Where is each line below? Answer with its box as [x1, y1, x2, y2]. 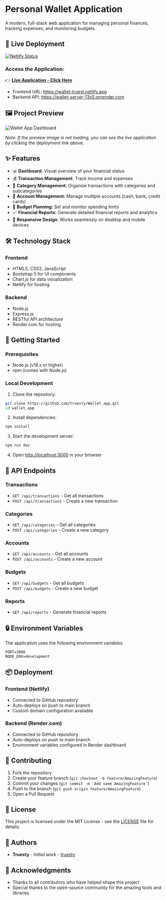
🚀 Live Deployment [5, 40, 65, 48]
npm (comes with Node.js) [12, 367, 67, 373]
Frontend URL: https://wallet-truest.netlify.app [12, 89, 107, 95]
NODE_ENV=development [5, 654, 50, 659]
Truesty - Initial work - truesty [12, 852, 76, 858]
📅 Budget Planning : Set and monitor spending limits [12, 204, 120, 210]
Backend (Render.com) [5, 720, 62, 727]
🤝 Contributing [5, 756, 52, 765]
